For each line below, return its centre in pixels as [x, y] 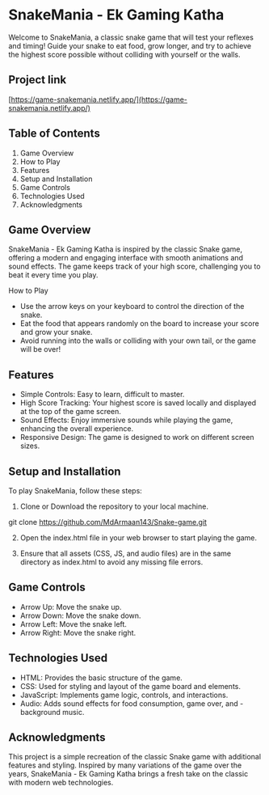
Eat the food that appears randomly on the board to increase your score [140, 323]
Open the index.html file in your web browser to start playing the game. [138, 538]
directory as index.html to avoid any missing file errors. [111, 562]
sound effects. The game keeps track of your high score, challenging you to [134, 266]
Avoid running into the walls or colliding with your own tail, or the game [138, 340]
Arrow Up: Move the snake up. [71, 607]
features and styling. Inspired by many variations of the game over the [125, 765]
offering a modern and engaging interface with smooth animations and [126, 258]
